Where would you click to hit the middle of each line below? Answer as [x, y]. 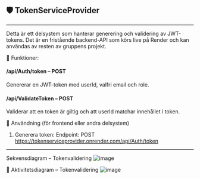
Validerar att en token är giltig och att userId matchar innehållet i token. [93, 112]
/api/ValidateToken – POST [40, 98]
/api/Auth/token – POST [36, 72]
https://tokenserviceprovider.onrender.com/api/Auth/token [87, 141]
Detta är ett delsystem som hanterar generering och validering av [86, 33]
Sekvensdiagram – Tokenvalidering [49, 158]
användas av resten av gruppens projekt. [56, 46]
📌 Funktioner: [23, 58]
